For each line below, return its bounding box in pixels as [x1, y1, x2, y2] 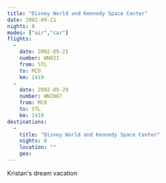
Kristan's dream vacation [7, 169, 78, 177]
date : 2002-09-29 [19, 86, 69, 93]
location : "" [19, 144, 57, 151]
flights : [7, 36, 32, 42]
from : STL [19, 61, 48, 68]
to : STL [19, 106, 41, 112]
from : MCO [19, 99, 48, 106]
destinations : [7, 118, 48, 125]
